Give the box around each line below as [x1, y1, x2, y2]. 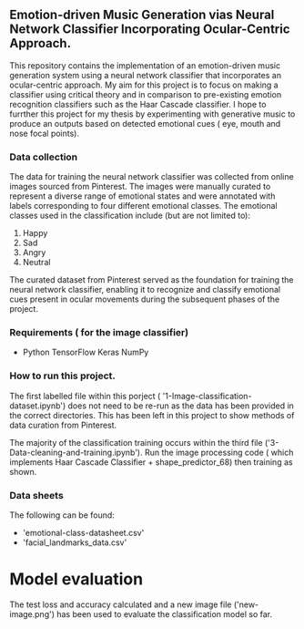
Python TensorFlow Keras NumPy [22, 346, 149, 358]
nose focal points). [9, 128, 80, 139]
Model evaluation [9, 569, 144, 590]
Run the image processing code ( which [144, 447, 294, 458]
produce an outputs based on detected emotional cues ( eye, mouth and [9, 118, 281, 129]
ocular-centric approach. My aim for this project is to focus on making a [9, 79, 279, 90]
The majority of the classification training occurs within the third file [9, 437, 263, 448]
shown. [9, 466, 37, 477]
